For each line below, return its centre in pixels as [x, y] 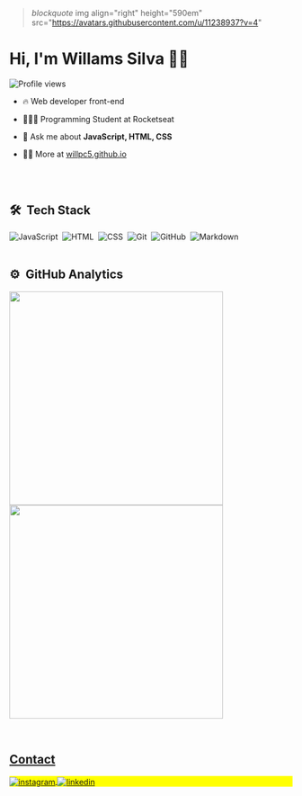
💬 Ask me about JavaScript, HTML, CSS [97, 136]
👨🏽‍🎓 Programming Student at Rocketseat [98, 119]
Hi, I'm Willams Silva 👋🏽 [99, 59]
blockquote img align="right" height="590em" [117, 13]
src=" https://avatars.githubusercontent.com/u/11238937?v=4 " [147, 22]
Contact [32, 759]
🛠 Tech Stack [50, 210]
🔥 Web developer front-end [73, 101]
